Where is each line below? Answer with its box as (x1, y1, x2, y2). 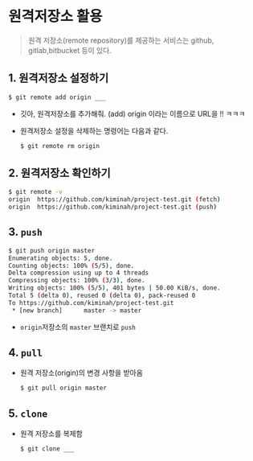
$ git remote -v (8, 188, 63, 196)
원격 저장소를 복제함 (19, 429, 83, 438)
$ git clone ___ (19, 445, 75, 453)
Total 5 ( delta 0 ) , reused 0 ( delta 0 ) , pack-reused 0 (8, 291, 196, 299)
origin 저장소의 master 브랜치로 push (19, 322, 137, 331)
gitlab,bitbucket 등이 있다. (27, 45, 112, 55)
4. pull (8, 346, 43, 360)
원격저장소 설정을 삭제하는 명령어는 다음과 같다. (19, 126, 169, 135)
